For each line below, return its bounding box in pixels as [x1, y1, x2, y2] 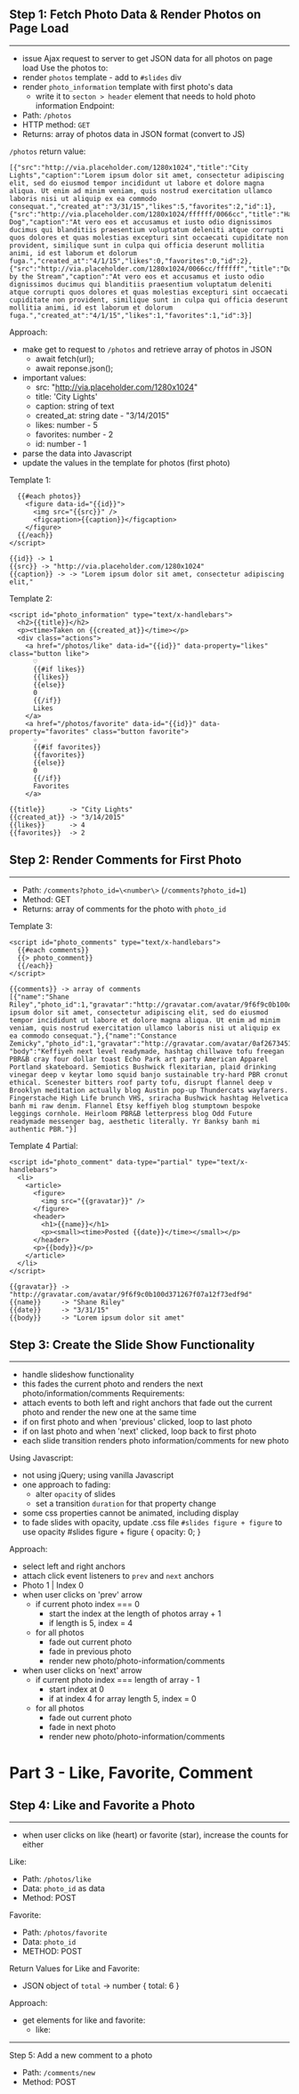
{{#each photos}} [17, 491, 82, 501]
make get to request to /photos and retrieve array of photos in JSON [21, 344, 273, 354]
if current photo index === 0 [35, 1599, 141, 1610]
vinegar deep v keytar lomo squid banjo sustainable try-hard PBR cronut [9, 1070, 289, 1079]
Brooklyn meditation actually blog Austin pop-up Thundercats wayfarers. [9, 1086, 289, 1095]
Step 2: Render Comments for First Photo [9, 853, 242, 868]
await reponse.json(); [35, 362, 114, 373]
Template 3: [9, 920, 53, 931]
